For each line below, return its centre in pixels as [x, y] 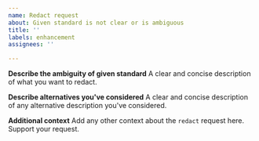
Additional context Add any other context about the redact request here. [126, 121]
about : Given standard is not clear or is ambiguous [96, 23]
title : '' [24, 30]
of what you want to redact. [53, 82]
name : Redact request [44, 15]
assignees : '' [31, 45]
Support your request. [44, 129]
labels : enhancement [42, 37]
